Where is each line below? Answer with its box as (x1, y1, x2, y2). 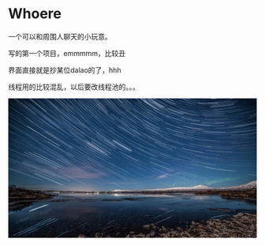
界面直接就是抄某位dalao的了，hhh (8, 65, 121, 75)
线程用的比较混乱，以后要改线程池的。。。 (8, 82, 140, 91)
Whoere (8, 5, 62, 23)
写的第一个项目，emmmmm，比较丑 (8, 48, 126, 58)
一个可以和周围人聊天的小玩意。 (8, 32, 112, 41)
